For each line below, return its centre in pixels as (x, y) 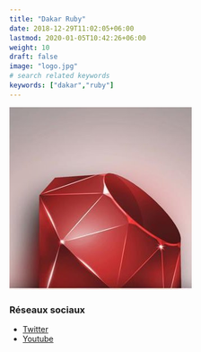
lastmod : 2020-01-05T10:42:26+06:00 (78, 38)
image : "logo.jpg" (44, 66)
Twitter (35, 330)
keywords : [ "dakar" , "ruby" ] (62, 85)
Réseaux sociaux (47, 310)
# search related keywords (60, 76)
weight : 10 (30, 48)
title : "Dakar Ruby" (48, 19)
